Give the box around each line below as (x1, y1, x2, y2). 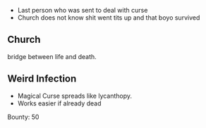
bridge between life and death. (7, 52, 97, 60)
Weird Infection (7, 73, 77, 85)
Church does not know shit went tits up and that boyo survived (17, 13, 200, 22)
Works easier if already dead (17, 98, 102, 108)
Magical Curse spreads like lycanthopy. (17, 91, 133, 100)
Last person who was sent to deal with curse (17, 6, 148, 14)
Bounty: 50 (7, 113, 40, 121)
